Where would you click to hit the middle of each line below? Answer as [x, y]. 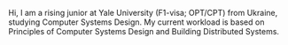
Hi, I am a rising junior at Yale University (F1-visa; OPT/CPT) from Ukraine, [143, 13]
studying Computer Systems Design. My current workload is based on [136, 22]
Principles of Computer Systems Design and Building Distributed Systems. [144, 31]
